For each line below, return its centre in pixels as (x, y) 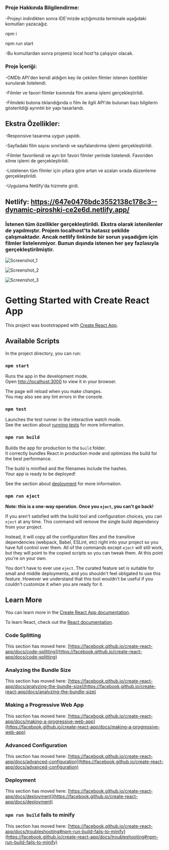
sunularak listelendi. (26, 83)
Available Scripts (32, 341)
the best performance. (29, 458)
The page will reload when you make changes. (54, 392)
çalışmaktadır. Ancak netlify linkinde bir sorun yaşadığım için (81, 237)
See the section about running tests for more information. (65, 425)
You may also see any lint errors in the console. (54, 397)
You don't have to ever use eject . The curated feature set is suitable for (80, 568)
